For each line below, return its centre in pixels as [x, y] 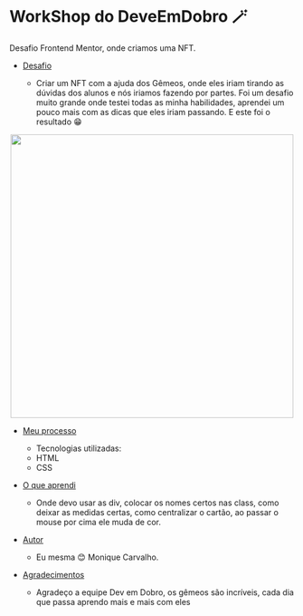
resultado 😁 [59, 122]
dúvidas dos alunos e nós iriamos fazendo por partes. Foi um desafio [165, 93]
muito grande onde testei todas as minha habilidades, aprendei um [160, 102]
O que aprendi [49, 484]
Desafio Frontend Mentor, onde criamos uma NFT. [103, 48]
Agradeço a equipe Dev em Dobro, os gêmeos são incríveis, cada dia [165, 592]
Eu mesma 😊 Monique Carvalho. [97, 557]
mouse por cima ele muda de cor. [98, 522]
